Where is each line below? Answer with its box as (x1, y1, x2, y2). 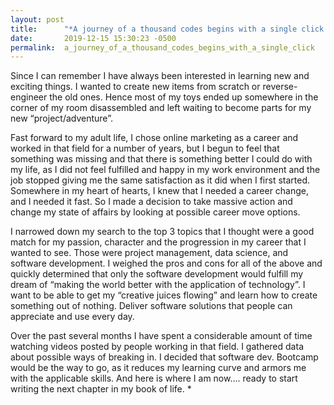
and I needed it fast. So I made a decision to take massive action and (10, 196, 293, 208)
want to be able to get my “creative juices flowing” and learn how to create (10, 289, 318, 301)
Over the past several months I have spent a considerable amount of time (10, 330, 313, 342)
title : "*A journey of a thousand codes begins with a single (10, 24, 298, 34)
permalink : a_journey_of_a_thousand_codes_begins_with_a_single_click (10, 42, 315, 53)
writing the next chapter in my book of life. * (10, 383, 192, 395)
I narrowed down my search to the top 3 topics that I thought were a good (10, 226, 315, 238)
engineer (10, 91, 48, 103)
